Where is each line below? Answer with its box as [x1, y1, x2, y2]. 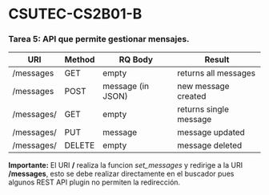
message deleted [177, 140, 243, 151]
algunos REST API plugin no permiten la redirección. [8, 177, 181, 187]
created [177, 91, 207, 102]
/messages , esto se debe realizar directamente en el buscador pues [8, 169, 235, 179]
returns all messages [177, 67, 256, 79]
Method [64, 54, 95, 65]
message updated [177, 127, 246, 138]
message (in [102, 81, 150, 92]
